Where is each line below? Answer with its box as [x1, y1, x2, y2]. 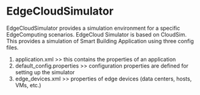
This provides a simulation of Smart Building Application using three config [6, 37, 194, 44]
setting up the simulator [15, 68, 75, 76]
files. [6, 44, 19, 51]
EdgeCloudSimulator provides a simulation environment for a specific [6, 24, 180, 32]
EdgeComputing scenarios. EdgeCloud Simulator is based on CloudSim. [6, 30, 187, 38]
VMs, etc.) [15, 81, 41, 89]
